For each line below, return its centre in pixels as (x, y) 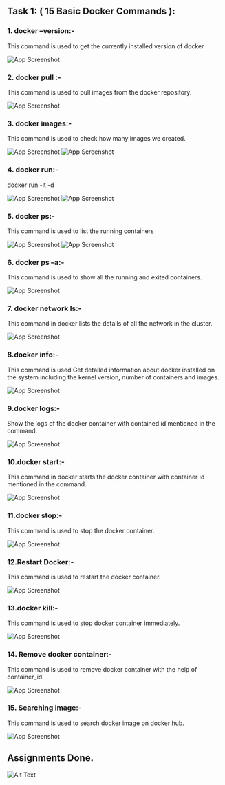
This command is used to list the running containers (81, 231)
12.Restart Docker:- (41, 562)
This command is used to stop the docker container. (81, 530)
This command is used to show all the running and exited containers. (105, 277)
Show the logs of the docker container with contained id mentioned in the (111, 424)
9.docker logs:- (34, 408)
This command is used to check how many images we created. (96, 139)
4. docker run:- (33, 170)
